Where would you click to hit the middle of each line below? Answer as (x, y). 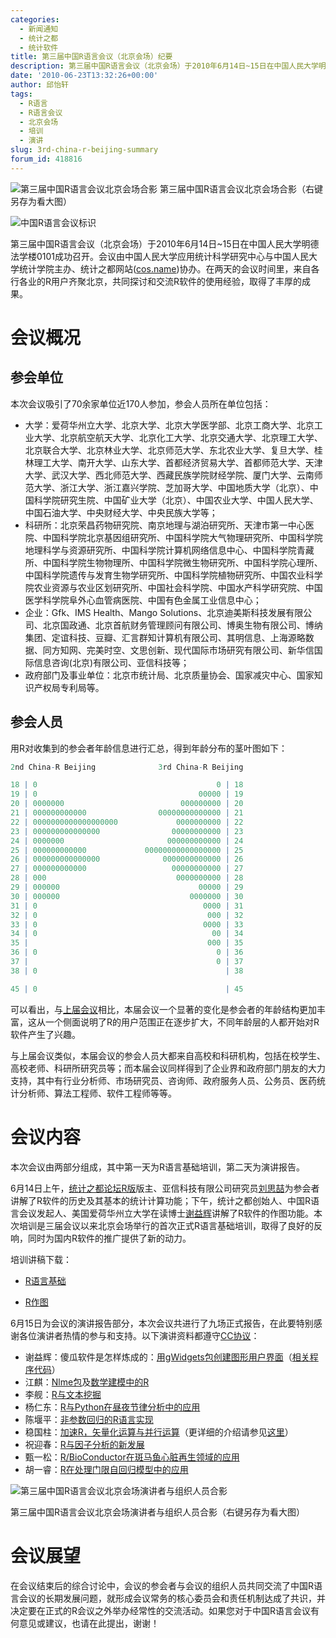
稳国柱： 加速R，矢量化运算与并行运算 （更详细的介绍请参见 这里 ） (159, 1432)
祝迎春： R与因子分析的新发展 (84, 1444)
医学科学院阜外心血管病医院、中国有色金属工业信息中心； (143, 600)
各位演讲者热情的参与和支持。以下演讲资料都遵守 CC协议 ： (139, 1335)
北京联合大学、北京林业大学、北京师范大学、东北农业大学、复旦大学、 (169, 450)
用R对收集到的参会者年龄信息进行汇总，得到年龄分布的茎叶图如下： (149, 748)
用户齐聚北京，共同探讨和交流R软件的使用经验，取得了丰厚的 (177, 281)
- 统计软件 (39, 47)
